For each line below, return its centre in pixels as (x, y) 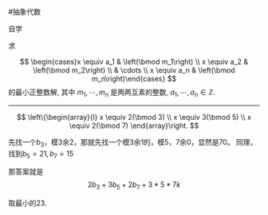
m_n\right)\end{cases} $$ (134, 79)
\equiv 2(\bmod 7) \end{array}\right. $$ (134, 125)
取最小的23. (28, 203)
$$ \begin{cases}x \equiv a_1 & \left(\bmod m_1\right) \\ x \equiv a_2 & (134, 62)
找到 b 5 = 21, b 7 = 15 (41, 154)
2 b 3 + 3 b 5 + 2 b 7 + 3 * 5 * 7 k (134, 186)
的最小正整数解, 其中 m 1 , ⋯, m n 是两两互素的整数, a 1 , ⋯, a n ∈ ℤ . (112, 93)
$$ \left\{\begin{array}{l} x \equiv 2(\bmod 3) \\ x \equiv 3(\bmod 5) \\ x (134, 117)
